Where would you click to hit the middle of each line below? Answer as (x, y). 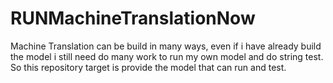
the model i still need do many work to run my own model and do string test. (167, 56)
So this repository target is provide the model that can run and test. (148, 67)
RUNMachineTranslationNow (133, 18)
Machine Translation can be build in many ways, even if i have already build (166, 46)
